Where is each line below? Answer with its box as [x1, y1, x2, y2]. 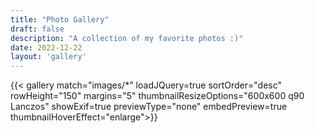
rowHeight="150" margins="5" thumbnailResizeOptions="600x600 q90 [10, 90, 305, 102]
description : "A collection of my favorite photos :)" [10, 33, 244, 43]
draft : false [10, 24, 65, 34]
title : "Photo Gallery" [10, 14, 110, 25]
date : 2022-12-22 [10, 42, 83, 53]
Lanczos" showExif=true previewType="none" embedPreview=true [10, 101, 288, 113]
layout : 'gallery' [10, 52, 87, 62]
